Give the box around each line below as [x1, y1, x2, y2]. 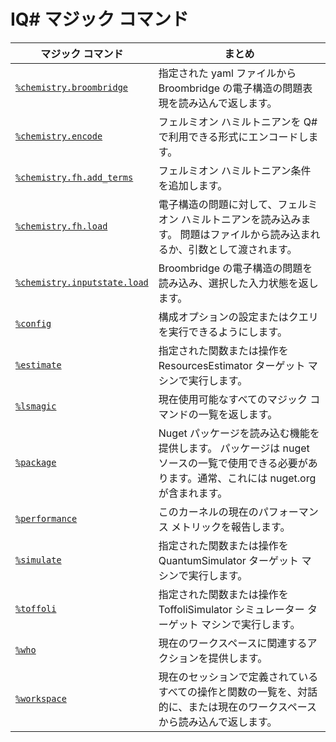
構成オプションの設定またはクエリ [158, 310, 319, 324]
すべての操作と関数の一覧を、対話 [158, 685, 318, 699]
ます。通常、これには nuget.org [168, 471, 317, 485]
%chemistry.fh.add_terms [15, 171, 134, 183]
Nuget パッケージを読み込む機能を [158, 426, 320, 440]
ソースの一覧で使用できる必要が [158, 456, 308, 470]
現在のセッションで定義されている [158, 670, 319, 684]
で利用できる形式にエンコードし [158, 130, 309, 144]
